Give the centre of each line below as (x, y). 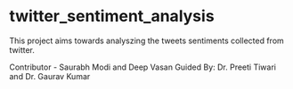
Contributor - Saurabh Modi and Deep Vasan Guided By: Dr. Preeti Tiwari (142, 67)
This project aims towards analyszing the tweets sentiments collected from (147, 41)
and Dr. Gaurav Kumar (50, 76)
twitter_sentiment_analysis (112, 16)
